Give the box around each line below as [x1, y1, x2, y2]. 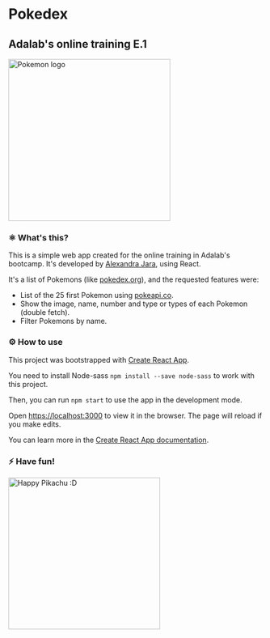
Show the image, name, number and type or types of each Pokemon [19, 299, 248, 308]
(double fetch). [19, 308, 70, 317]
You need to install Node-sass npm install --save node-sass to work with [8, 370, 255, 381]
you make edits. [8, 419, 61, 429]
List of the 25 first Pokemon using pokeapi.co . [19, 291, 174, 300]
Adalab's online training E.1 [8, 37, 147, 51]
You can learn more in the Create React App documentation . [8, 435, 209, 444]
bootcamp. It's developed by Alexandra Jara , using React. [8, 259, 201, 269]
